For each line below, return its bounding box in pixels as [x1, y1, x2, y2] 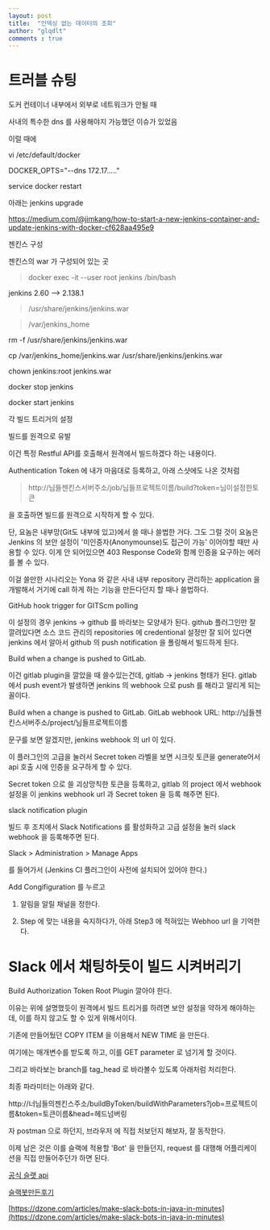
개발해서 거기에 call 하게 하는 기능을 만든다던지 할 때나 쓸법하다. [8, 585, 210, 594]
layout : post [8, 11, 52, 20]
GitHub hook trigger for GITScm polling [8, 601, 139, 611]
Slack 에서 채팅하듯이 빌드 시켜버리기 [8, 957, 242, 976]
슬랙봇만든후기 [8, 1187, 55, 1198]
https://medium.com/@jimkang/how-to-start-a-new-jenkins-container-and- [8, 215, 260, 224]
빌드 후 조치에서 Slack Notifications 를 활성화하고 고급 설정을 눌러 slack [8, 822, 236, 832]
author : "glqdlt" [8, 27, 67, 35]
